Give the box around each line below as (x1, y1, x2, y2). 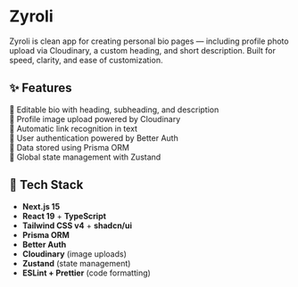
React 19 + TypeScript (21, 210, 107, 221)
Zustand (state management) (21, 258, 131, 268)
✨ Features (9, 80, 72, 95)
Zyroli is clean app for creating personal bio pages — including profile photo (9, 36, 289, 46)
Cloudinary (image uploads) (21, 248, 128, 259)
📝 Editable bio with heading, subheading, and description (9, 104, 219, 115)
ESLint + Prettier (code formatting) (21, 267, 152, 278)
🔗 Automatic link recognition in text (9, 123, 138, 134)
